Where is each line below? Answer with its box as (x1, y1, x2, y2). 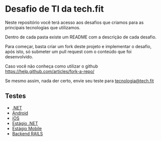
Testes (5, 92, 26, 100)
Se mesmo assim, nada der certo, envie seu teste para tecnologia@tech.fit (5, 78, 154, 84)
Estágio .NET (12, 120, 38, 126)
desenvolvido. (5, 53, 33, 59)
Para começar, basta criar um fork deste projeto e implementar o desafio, (5, 43, 152, 49)
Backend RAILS (12, 130, 43, 137)
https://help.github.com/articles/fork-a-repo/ (5, 68, 95, 74)
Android (12, 110, 28, 116)
